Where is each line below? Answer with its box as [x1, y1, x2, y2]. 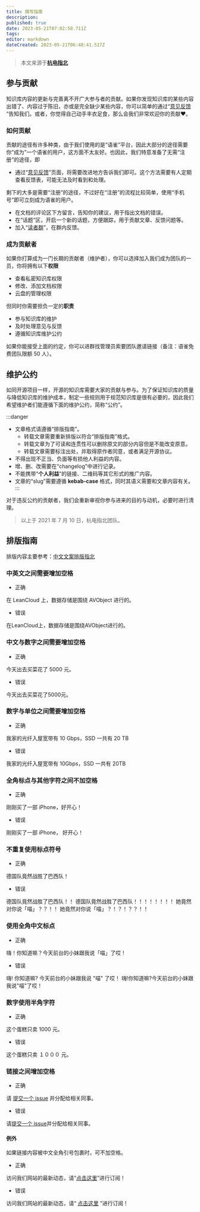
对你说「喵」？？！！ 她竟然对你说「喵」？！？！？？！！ [6, 906, 149, 913]
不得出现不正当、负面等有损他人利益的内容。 [14, 455, 125, 463]
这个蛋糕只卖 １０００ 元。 [6, 1050, 72, 1058]
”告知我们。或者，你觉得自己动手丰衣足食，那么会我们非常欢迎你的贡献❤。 [6, 110, 192, 117]
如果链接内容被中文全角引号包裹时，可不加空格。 [6, 1149, 126, 1157]
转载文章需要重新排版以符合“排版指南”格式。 [23, 433, 133, 440]
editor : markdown [6, 36, 49, 42]
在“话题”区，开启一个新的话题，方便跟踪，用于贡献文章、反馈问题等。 [14, 216, 187, 224]
